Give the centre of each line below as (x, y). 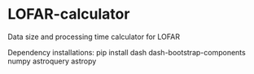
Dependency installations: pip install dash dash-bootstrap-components (127, 52)
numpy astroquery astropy (52, 61)
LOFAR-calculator (69, 14)
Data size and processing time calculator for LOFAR (94, 37)
